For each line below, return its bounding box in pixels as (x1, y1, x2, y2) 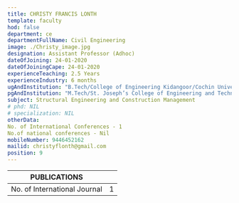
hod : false (7, 24, 40, 31)
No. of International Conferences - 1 (7, 123, 122, 130)
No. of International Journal (11, 184, 103, 194)
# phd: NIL (7, 103, 40, 110)
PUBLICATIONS (30, 172, 83, 182)
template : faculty (7, 17, 62, 24)
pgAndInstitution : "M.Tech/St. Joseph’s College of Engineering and (7, 90, 215, 97)
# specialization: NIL (7, 110, 75, 117)
